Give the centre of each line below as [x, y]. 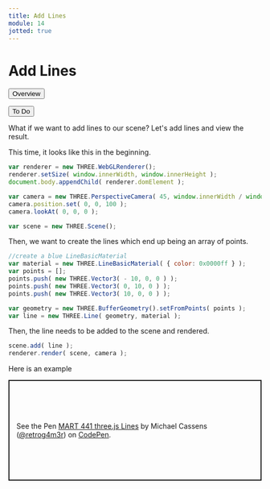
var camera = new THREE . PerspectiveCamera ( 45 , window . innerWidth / [125, 197]
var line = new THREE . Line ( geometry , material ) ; [95, 316]
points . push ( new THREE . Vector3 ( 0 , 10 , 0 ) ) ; [90, 286]
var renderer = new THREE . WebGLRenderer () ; [82, 167]
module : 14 [27, 23]
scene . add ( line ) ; [41, 346]
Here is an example [40, 369]
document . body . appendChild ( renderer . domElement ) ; [96, 182]
